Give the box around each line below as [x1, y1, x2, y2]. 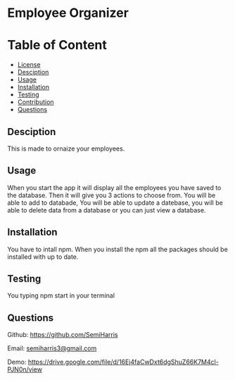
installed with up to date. [7, 252, 79, 261]
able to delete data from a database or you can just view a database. [7, 205, 206, 214]
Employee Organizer [7, 5, 129, 21]
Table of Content [7, 37, 108, 53]
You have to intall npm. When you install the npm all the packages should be [7, 245, 229, 253]
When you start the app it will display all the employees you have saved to [7, 183, 222, 191]
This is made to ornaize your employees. [7, 144, 125, 153]
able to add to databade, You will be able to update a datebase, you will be [7, 198, 223, 207]
